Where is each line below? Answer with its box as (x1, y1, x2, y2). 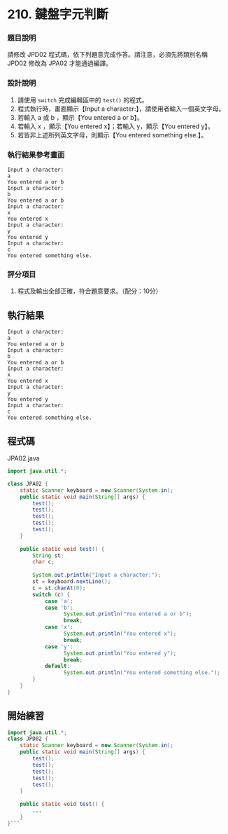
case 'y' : (44, 643, 73, 650)
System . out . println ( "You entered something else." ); (63, 669, 220, 676)
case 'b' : (44, 604, 73, 611)
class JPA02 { (7, 480, 49, 487)
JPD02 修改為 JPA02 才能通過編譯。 (7, 59, 113, 67)
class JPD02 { (7, 735, 49, 743)
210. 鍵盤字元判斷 (7, 6, 108, 22)
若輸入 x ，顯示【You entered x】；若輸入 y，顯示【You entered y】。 (17, 122, 215, 130)
